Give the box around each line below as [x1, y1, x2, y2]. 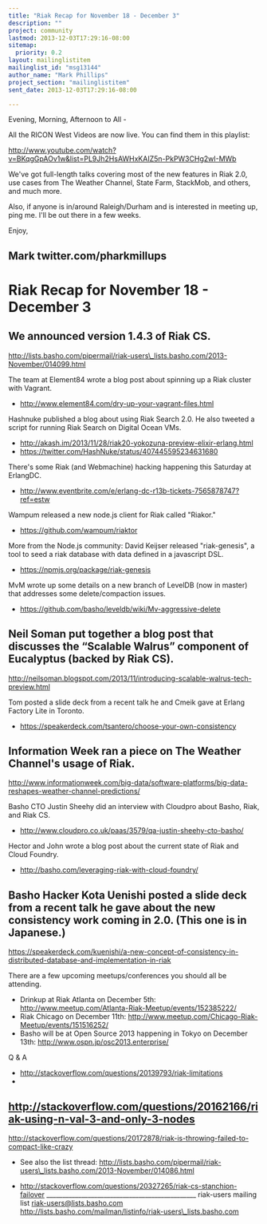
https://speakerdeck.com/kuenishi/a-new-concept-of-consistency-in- [8, 947, 239, 957]
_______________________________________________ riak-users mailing [46, 1190, 257, 1199]
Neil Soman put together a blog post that [8, 627, 214, 641]
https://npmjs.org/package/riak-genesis [19, 564, 151, 574]
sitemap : [8, 41, 37, 49]
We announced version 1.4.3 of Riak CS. [8, 330, 211, 343]
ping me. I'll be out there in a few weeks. [8, 211, 141, 220]
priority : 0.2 [15, 49, 62, 57]
